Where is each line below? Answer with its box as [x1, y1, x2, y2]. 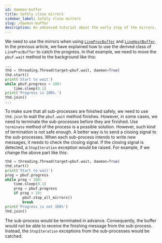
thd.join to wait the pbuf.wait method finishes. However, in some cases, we [5, 114, 158, 119]
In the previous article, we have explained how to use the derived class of [5, 44, 151, 50]
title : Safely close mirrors [5, 12, 64, 17]
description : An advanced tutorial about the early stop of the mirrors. [5, 25, 157, 30]
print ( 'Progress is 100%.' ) [5, 90, 62, 95]
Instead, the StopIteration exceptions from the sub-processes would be [5, 228, 150, 234]
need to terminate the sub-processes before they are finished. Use [5, 119, 138, 124]
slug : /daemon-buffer [5, 20, 49, 26]
